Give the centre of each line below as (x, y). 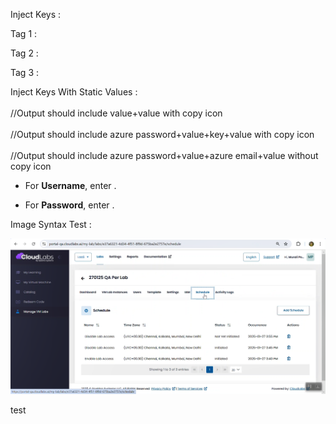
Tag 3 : (25, 72)
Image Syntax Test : (51, 224)
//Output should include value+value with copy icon (116, 113)
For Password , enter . (69, 205)
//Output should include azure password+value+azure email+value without (164, 155)
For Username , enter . (70, 185)
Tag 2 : (24, 53)
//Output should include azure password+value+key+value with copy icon (162, 134)
